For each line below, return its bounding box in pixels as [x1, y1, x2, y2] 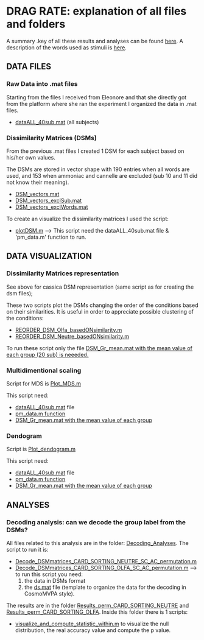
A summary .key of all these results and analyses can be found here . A [6, 37, 184, 44]
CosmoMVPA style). [24, 589, 75, 597]
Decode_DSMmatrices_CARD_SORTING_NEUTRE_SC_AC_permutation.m [15, 557, 197, 564]
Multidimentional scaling [6, 366, 82, 375]
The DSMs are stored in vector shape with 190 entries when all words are [6, 166, 190, 173]
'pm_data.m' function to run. [15, 233, 86, 241]
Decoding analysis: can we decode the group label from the [6, 518, 186, 526]
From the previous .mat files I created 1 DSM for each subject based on [6, 147, 185, 155]
